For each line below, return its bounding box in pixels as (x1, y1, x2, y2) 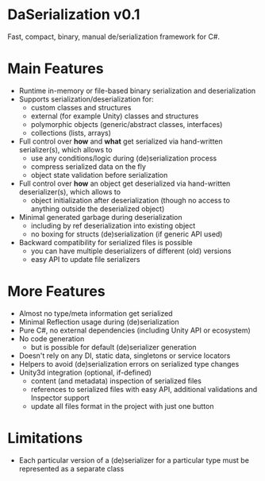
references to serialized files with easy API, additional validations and (30, 384, 258, 394)
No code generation (18, 333, 85, 343)
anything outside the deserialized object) (30, 204, 165, 214)
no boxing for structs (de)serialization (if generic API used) (30, 229, 223, 239)
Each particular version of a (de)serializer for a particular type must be (18, 455, 249, 465)
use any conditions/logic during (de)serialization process (30, 153, 217, 163)
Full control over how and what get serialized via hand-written (18, 137, 223, 146)
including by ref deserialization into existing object (30, 221, 196, 230)
